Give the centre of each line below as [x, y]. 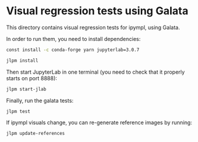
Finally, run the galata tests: [40, 100]
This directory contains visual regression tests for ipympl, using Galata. [93, 27]
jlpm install [22, 61]
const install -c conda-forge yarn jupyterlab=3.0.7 [73, 50]
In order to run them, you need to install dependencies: [73, 39]
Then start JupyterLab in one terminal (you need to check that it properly [96, 72]
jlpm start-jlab [26, 89]
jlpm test [18, 111]
